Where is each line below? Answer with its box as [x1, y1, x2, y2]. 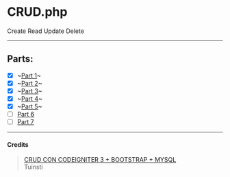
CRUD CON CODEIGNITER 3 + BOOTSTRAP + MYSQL [23, 156, 177, 164]
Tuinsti [23, 163, 43, 172]
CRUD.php [7, 4, 68, 20]
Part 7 [16, 118, 34, 126]
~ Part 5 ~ [16, 102, 42, 110]
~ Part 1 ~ [16, 71, 41, 80]
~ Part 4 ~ [16, 94, 43, 103]
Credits [7, 140, 29, 148]
